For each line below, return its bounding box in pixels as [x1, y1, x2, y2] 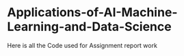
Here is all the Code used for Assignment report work [7, 41, 157, 49]
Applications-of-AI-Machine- [7, 5, 178, 20]
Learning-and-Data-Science [7, 19, 172, 34]
